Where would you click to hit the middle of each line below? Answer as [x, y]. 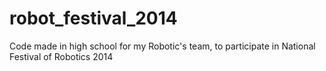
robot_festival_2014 [93, 18]
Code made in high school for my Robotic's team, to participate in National [162, 46]
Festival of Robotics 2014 [61, 56]
